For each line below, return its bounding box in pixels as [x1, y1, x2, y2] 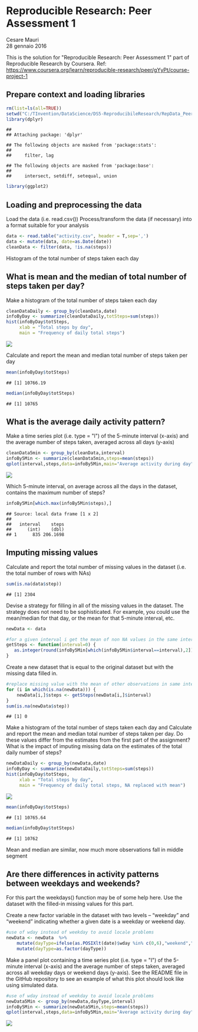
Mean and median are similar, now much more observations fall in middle [6, 846, 184, 853]
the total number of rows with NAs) [6, 570, 91, 577]
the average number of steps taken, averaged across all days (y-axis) [6, 439, 175, 446]
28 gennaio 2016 [6, 42, 47, 49]
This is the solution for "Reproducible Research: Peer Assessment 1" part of [6, 54, 190, 61]
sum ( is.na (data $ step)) [6, 581, 62, 587]
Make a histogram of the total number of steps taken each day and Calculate [6, 724, 192, 731]
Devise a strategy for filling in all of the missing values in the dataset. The [6, 602, 184, 609]
